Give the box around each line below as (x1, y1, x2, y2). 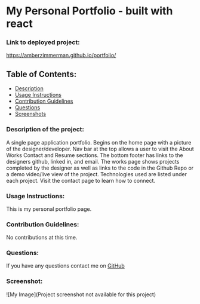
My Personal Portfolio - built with (6, 4, 173, 18)
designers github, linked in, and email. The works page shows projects (6, 158, 180, 165)
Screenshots (14, 110, 47, 118)
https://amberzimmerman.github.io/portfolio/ (6, 52, 116, 59)
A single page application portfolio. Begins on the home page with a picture (6, 139, 192, 146)
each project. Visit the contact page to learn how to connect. (6, 177, 156, 184)
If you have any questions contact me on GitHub (6, 262, 125, 269)
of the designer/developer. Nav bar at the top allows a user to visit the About (6, 145, 194, 152)
